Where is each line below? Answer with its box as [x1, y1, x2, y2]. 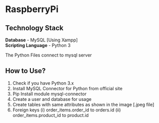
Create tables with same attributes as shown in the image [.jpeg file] [12, 101, 154, 107]
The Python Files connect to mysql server [5, 52, 92, 58]
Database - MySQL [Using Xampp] [5, 37, 78, 43]
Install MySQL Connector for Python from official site [12, 85, 123, 91]
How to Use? [5, 67, 46, 75]
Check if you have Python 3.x [12, 80, 74, 86]
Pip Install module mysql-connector [12, 91, 87, 97]
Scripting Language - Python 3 [5, 42, 71, 48]
